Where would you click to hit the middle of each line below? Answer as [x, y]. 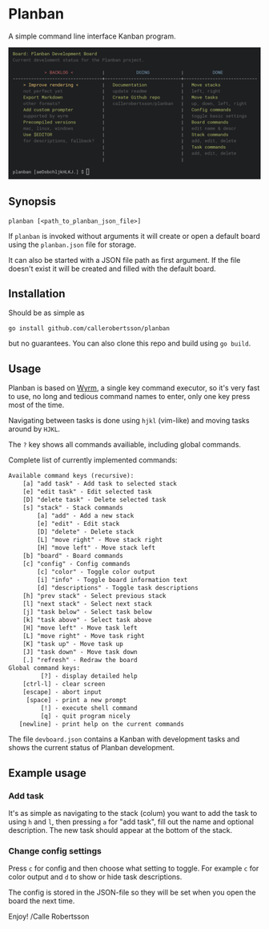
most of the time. [36, 405]
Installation [37, 293]
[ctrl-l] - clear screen [64, 685]
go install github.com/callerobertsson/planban [89, 329]
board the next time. [42, 901]
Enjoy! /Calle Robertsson [49, 917]
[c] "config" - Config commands [76, 564]
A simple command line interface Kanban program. [92, 36]
